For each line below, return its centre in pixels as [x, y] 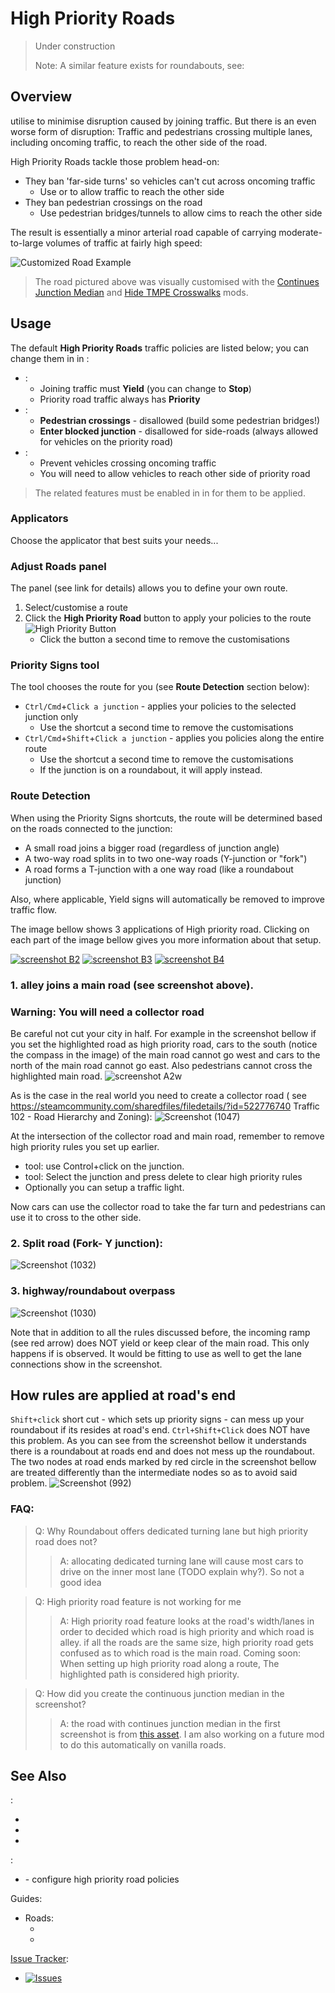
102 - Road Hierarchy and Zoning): [81, 1116]
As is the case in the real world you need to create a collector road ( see [158, 1095]
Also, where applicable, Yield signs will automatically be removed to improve [167, 899]
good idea [80, 1582]
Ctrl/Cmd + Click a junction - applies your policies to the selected [160, 706]
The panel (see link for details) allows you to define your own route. [149, 588]
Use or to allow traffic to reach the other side [132, 191]
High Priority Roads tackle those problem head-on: [115, 161]
